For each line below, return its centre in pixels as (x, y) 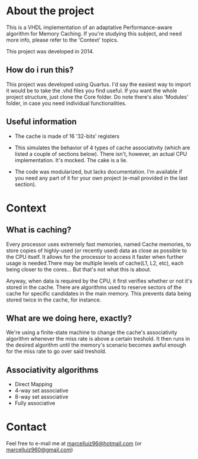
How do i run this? (40, 70)
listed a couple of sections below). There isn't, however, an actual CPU (101, 154)
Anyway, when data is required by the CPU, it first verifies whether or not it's (99, 281)
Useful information (41, 122)
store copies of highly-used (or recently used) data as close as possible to (97, 251)
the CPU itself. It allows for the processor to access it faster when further (95, 256)
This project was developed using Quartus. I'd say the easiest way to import (98, 84)
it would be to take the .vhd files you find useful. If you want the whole (92, 91)
